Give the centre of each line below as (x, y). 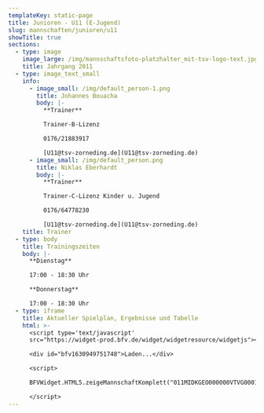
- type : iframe (40, 311)
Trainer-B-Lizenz (71, 125)
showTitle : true (35, 37)
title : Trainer (47, 232)
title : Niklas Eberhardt (77, 167)
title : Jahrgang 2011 (57, 67)
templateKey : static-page (50, 15)
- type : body (37, 239)
